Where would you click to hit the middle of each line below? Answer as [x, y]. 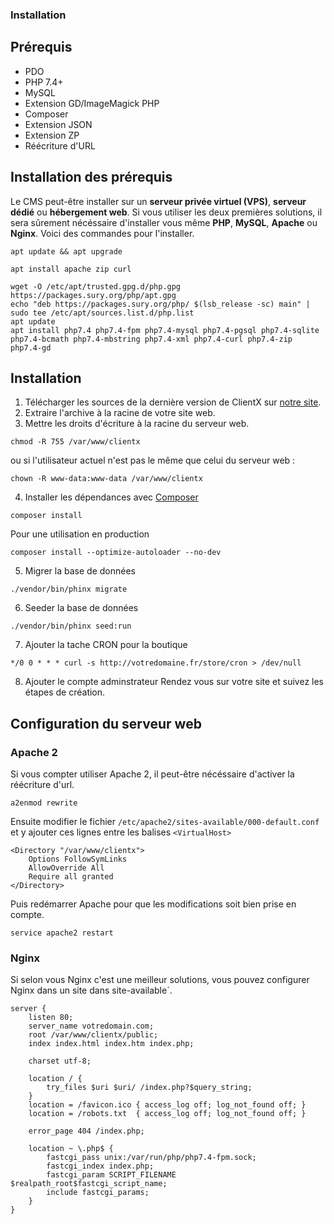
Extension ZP [52, 135]
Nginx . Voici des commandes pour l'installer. [102, 233]
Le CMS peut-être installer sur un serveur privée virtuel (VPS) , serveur [158, 201]
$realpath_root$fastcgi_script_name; [89, 1184]
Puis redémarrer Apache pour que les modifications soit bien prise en [153, 904]
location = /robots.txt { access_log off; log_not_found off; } [167, 1114]
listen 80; [51, 1018]
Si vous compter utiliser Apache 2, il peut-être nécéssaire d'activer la [152, 774]
